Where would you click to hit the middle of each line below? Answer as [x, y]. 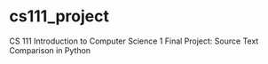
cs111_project [59, 16]
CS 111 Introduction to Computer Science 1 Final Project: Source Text [134, 41]
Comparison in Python [50, 50]
